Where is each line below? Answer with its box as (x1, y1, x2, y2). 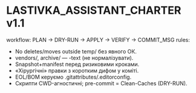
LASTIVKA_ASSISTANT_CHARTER (6, 4, 181, 17)
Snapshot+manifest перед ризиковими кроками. (15, 61, 140, 68)
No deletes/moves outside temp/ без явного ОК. (15, 47, 137, 55)
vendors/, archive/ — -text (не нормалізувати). (15, 54, 134, 61)
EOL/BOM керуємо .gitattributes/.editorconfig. (15, 73, 132, 80)
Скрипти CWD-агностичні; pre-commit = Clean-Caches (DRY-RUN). (15, 79, 188, 87)
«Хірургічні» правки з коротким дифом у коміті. (15, 67, 139, 74)
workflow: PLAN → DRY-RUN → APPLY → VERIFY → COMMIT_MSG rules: (6, 36, 191, 43)
